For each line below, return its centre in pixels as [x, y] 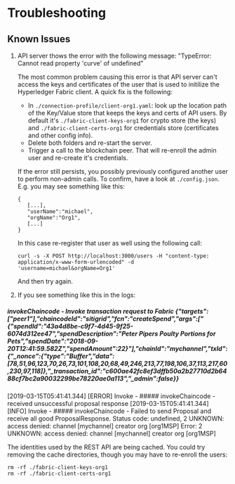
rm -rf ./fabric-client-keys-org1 [58, 467]
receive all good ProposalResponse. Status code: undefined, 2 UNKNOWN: [116, 418]
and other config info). [60, 135]
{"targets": [192, 311]
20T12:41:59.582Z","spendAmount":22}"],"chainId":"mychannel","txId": [117, 348]
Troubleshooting [57, 13]
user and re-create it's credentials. [78, 158]
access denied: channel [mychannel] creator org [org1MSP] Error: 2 [105, 426]
